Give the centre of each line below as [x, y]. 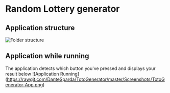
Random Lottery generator [63, 9]
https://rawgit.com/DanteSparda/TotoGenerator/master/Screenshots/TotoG [86, 79]
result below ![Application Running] [42, 74]
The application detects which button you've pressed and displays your [80, 68]
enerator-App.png [24, 84]
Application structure [40, 28]
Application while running [47, 56]
